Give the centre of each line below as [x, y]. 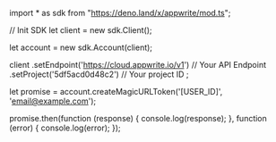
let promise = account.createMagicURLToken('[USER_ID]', [116, 92]
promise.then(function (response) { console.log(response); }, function [138, 118]
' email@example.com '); [53, 101]
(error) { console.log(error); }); [65, 128]
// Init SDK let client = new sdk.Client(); [81, 30]
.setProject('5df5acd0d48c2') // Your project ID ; [99, 74]
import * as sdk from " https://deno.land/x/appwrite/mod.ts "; [120, 13]
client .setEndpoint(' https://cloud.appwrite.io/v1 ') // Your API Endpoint [138, 65]
